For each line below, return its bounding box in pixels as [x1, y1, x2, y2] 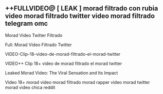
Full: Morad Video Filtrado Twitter [5, 42, 72, 47]
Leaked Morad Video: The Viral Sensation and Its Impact [5, 70, 118, 76]
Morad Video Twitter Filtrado [5, 32, 63, 38]
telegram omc [5, 19, 48, 28]
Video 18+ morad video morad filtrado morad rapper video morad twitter [5, 79, 150, 85]
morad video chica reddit [5, 84, 55, 90]
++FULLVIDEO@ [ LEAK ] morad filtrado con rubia [5, 4, 158, 13]
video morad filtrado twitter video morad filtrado [5, 12, 155, 20]
